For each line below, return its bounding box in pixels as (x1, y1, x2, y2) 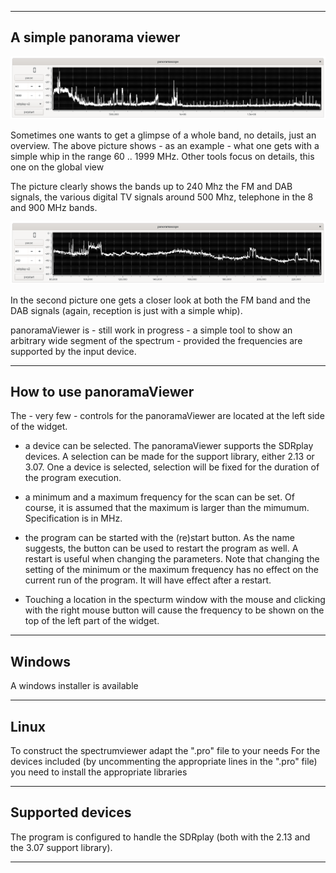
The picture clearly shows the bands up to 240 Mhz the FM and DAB (10, 180, 293, 192)
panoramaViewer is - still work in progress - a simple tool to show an (10, 324, 293, 336)
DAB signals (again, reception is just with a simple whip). (10, 304, 243, 316)
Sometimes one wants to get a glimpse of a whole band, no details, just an (10, 129, 317, 141)
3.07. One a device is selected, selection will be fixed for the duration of (24, 461, 320, 473)
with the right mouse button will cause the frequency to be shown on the (24, 604, 325, 616)
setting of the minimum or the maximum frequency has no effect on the (24, 564, 319, 576)
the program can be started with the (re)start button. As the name (24, 532, 295, 544)
